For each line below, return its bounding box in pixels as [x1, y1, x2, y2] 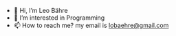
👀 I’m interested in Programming [13, 14, 105, 22]
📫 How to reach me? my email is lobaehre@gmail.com [13, 21, 169, 29]
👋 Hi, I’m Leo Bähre [13, 7, 68, 14]
